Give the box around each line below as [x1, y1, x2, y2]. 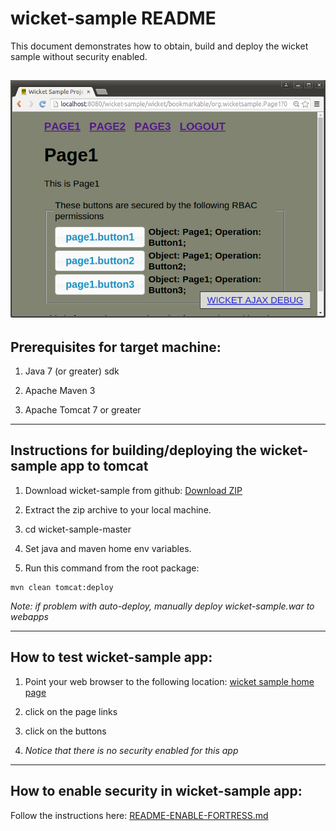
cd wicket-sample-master [24, 523, 132, 535]
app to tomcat [59, 458, 149, 475]
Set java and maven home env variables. [24, 542, 192, 554]
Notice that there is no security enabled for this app [24, 744, 239, 756]
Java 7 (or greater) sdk [24, 365, 120, 377]
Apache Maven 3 [24, 385, 96, 397]
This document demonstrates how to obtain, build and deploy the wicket [10, 40, 309, 52]
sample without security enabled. [10, 50, 148, 62]
